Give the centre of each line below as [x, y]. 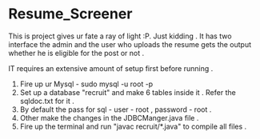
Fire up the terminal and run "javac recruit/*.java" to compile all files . [133, 126]
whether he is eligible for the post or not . [76, 53]
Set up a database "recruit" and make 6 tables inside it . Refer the [128, 92]
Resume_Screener [70, 14]
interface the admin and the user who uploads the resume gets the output [130, 44]
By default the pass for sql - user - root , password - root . [116, 109]
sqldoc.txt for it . [47, 101]
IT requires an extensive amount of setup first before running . [111, 68]
